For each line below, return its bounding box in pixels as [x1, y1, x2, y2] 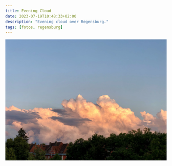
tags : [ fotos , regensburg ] [5, 25, 63, 30]
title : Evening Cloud [5, 8, 52, 13]
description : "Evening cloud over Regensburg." [5, 19, 109, 24]
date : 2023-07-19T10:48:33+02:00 [5, 13, 77, 19]
